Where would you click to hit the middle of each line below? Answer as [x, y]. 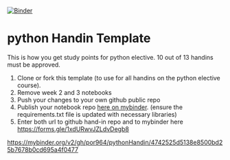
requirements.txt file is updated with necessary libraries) [97, 114]
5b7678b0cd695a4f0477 [43, 149]
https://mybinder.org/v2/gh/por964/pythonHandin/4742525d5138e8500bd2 [115, 142]
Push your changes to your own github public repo [89, 100]
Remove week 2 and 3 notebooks [64, 92]
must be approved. [34, 65]
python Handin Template [79, 38]
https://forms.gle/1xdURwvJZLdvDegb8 [73, 129]
